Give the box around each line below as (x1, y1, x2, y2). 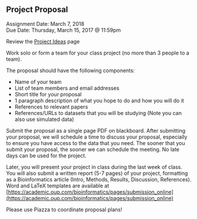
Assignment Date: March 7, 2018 (6, 20, 85, 27)
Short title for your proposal (14, 90, 82, 97)
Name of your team (14, 78, 62, 85)
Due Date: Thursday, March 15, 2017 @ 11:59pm (6, 26, 121, 33)
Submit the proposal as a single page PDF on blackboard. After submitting (6, 127, 186, 134)
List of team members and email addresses (14, 85, 119, 92)
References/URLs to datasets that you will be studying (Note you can (14, 109, 182, 116)
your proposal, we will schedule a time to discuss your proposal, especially (6, 133, 188, 140)
